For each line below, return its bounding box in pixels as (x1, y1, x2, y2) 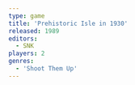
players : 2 (8, 49, 45, 57)
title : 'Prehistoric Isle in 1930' (8, 19, 129, 28)
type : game (8, 11, 45, 20)
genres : (8, 57, 35, 66)
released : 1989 (8, 27, 60, 35)
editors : (8, 34, 38, 43)
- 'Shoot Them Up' (15, 65, 78, 73)
